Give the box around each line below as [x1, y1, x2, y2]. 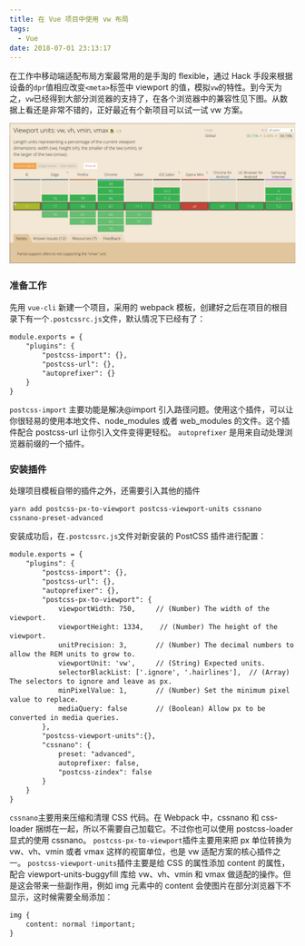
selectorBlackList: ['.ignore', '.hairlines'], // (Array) [57, 667, 290, 676]
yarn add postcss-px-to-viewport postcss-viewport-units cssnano [9, 504, 261, 513]
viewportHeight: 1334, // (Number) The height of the [57, 622, 279, 631]
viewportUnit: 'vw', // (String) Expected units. [57, 658, 266, 667]
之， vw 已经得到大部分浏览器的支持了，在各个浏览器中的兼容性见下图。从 [9, 94, 280, 104]
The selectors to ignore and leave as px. [9, 676, 172, 685]
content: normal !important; [25, 920, 136, 929]
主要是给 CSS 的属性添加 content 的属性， [133, 857, 290, 868]
